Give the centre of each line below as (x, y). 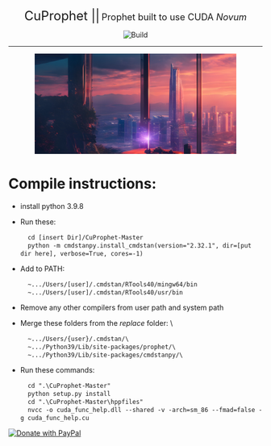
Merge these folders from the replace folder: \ (96, 323)
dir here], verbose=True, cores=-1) (81, 254)
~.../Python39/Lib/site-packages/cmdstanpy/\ (105, 355)
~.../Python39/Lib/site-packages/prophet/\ (102, 347)
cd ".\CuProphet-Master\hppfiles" (85, 402)
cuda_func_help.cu (58, 419)
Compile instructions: (83, 184)
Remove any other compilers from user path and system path (122, 308)
